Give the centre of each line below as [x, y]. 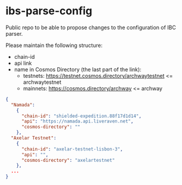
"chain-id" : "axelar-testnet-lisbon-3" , [72, 149]
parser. [14, 33]
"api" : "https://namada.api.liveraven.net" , [77, 121]
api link [23, 63]
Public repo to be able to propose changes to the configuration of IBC [91, 27]
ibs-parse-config [49, 11]
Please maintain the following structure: [54, 45]
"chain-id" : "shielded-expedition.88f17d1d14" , [81, 116]
